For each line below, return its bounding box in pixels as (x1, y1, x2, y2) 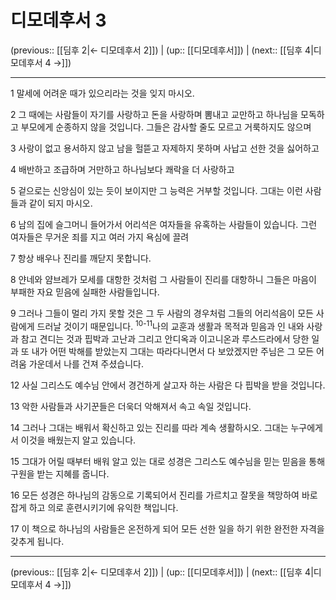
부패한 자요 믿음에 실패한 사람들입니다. (10, 286, 160, 298)
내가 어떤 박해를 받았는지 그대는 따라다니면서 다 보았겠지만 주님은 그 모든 (31, 345, 315, 357)
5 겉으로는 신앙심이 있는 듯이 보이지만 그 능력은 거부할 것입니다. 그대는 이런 (10, 184, 303, 196)
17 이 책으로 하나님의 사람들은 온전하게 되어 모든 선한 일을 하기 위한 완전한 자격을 (10, 522, 325, 535)
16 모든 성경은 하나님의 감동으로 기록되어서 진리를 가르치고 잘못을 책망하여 (10, 489, 300, 501)
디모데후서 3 (10, 9, 107, 32)
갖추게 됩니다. (10, 535, 65, 547)
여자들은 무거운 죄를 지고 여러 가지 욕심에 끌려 (10, 231, 190, 243)
